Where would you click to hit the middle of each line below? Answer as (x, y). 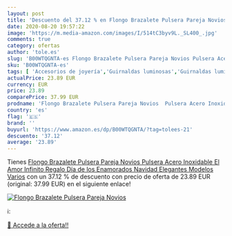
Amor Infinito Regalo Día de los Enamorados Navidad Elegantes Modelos (110, 170)
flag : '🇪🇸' (24, 116)
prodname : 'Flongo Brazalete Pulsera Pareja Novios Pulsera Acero (106, 104)
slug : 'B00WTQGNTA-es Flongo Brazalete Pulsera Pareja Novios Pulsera (111, 59)
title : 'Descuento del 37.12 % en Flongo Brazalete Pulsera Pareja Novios (117, 20)
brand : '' (21, 123)
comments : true (29, 39)
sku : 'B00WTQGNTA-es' (38, 65)
